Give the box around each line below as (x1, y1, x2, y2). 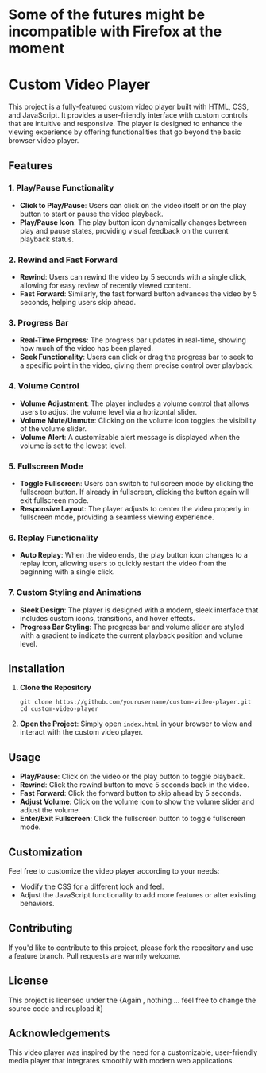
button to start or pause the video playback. (19, 209, 164, 218)
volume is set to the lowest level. (19, 441, 127, 450)
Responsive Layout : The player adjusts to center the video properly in (19, 504, 250, 513)
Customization (8, 845, 83, 859)
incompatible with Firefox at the (8, 22, 222, 41)
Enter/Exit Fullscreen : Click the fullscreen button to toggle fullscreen (19, 814, 246, 824)
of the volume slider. (19, 423, 87, 434)
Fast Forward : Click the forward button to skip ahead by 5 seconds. (19, 789, 242, 798)
